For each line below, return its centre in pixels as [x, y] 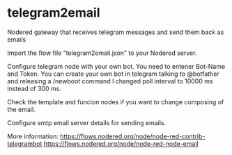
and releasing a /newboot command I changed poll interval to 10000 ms [110, 81]
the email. [22, 109]
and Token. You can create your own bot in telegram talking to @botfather [113, 74]
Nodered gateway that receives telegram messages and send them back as [116, 32]
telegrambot [25, 143]
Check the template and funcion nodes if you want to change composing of [116, 101]
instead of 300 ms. [34, 88]
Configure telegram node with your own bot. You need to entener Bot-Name [116, 66]
